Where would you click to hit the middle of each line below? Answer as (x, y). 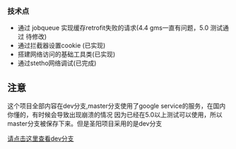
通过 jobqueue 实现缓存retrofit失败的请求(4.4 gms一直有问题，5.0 (113, 28)
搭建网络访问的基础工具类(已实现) (66, 54)
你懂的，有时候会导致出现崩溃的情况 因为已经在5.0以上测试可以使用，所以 (115, 115)
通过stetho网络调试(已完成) (57, 63)
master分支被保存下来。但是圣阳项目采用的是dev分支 (85, 124)
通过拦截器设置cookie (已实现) (61, 46)
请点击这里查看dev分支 (41, 138)
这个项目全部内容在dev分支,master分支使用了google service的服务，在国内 (117, 106)
